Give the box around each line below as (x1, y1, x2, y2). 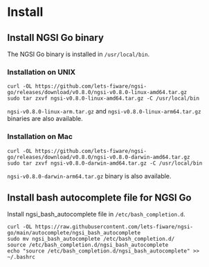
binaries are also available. (7, 115, 83, 123)
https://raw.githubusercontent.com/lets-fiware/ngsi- (35, 223, 194, 230)
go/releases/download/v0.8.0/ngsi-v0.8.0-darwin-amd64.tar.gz (7, 154, 190, 160)
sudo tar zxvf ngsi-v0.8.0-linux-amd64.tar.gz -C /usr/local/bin (7, 95, 199, 102)
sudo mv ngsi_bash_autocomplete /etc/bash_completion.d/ (7, 236, 175, 243)
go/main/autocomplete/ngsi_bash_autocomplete (7, 230, 140, 237)
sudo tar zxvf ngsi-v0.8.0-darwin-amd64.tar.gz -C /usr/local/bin (7, 160, 203, 167)
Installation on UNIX (7, 67, 76, 77)
